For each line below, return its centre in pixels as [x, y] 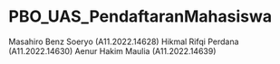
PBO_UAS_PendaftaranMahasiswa [140, 17]
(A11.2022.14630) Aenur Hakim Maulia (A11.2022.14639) [112, 50]
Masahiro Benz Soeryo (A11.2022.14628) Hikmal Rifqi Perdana [124, 41]
